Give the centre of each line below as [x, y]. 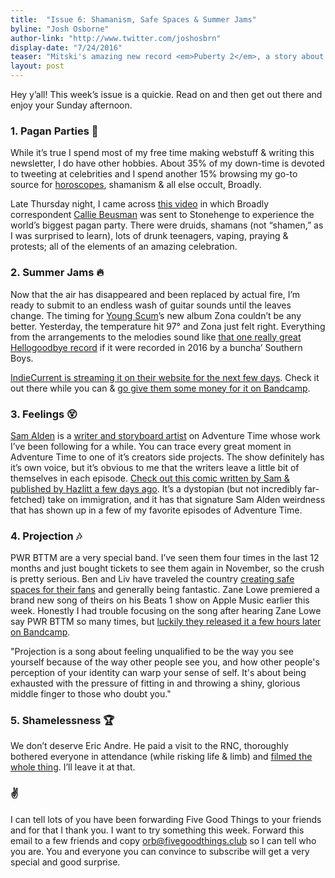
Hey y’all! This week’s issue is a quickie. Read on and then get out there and [166, 94]
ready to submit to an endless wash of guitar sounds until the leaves [151, 305]
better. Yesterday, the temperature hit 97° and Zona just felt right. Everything [168, 326]
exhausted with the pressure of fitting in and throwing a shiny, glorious [155, 683]
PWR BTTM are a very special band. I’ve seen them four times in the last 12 [165, 558]
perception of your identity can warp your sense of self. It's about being [158, 673]
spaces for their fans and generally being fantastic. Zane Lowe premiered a [165, 590]
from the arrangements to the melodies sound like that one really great [156, 337]
